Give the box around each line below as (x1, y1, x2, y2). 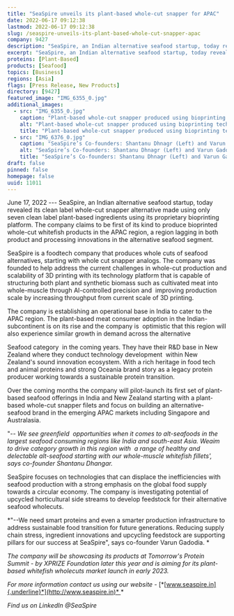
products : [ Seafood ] (7, 62, 68, 69)
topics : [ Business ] (7, 69, 64, 76)
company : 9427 (7, 36, 49, 43)
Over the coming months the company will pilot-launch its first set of (7, 386, 204, 395)
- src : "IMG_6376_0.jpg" (13, 134, 86, 141)
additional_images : (7, 101, 64, 108)
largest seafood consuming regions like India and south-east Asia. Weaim (7, 437, 221, 445)
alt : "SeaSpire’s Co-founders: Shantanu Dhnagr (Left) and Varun (19, 147, 214, 154)
